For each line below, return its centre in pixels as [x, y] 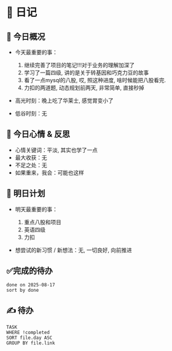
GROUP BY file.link [31, 343]
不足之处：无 [31, 165]
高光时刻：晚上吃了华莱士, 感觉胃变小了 [64, 101]
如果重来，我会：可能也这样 [49, 172]
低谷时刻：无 [31, 113]
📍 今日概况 [26, 37]
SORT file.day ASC [29, 338]
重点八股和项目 [43, 222]
